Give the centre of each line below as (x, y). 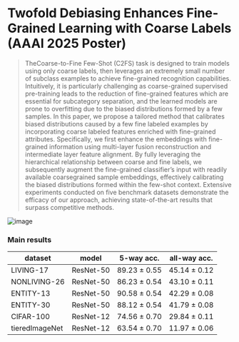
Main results (30, 239)
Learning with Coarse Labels (145, 28)
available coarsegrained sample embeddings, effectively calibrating (124, 177)
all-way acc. (191, 258)
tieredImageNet (37, 328)
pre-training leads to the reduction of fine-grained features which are (127, 94)
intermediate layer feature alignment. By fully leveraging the (113, 154)
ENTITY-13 (31, 293)
